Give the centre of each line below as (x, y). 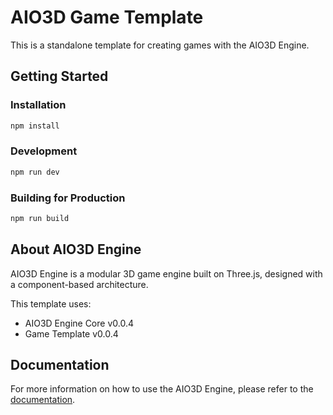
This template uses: (51, 303)
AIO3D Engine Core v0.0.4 (79, 323)
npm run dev (35, 172)
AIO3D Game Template (107, 17)
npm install (35, 126)
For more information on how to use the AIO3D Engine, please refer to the (162, 389)
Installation (38, 105)
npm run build (40, 218)
